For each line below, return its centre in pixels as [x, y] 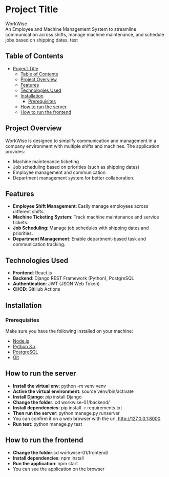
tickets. [20, 223]
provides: [15, 151]
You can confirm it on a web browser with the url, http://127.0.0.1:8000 [87, 419]
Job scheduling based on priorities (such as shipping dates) [76, 167]
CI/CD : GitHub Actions [36, 289]
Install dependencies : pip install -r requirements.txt [67, 408]
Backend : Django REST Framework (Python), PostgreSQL [73, 279]
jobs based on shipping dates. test [42, 40]
